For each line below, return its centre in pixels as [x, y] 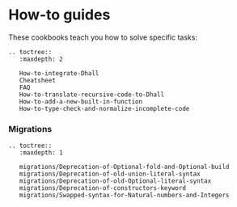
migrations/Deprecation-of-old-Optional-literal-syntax [115, 181]
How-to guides [59, 15]
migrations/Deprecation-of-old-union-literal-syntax [110, 174]
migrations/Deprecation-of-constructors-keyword [102, 188]
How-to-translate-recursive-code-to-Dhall [91, 95]
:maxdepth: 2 [41, 59]
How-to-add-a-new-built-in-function [81, 101]
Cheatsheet [38, 80]
